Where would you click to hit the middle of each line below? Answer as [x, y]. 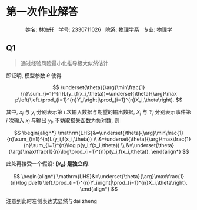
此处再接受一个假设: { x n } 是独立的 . [48, 165]
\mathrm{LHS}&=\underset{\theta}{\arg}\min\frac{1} [121, 133]
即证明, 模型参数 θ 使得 [34, 75]
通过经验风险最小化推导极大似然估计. [65, 63]
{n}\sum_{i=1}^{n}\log [50, 145]
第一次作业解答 [42, 12]
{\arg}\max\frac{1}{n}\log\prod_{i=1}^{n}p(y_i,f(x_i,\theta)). [79, 152]
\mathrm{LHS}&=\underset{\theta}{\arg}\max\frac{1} [121, 177]
